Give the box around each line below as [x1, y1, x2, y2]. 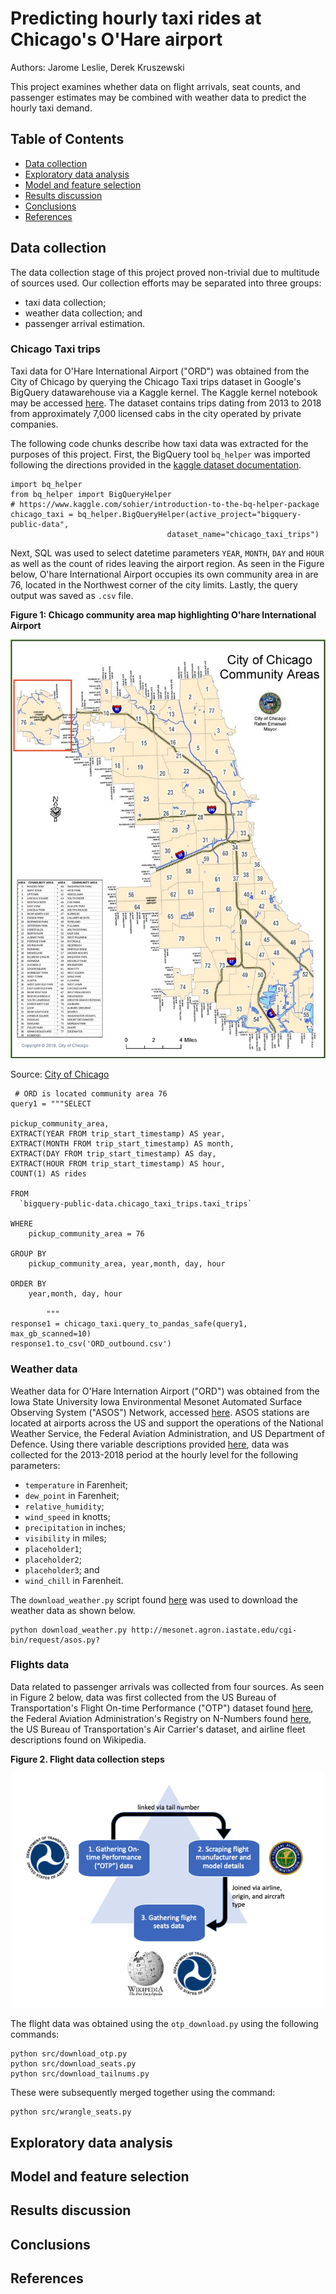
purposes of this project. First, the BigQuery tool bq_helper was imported [10, 448, 311, 460]
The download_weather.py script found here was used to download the [10, 1593, 299, 1606]
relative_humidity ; [24, 1500, 105, 1512]
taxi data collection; [24, 296, 107, 308]
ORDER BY [10, 1279, 47, 1289]
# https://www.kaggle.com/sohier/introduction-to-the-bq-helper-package [10, 499, 320, 509]
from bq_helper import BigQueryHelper [10, 489, 172, 499]
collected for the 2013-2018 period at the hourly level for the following [10, 1448, 299, 1461]
